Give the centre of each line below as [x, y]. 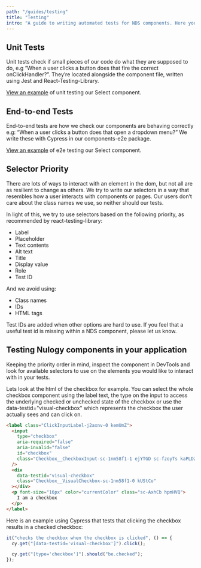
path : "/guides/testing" [37, 12]
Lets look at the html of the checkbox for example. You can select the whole [100, 388]
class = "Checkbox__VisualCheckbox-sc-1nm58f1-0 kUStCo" [87, 481]
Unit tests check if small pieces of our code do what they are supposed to [97, 62]
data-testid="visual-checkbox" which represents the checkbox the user [95, 408]
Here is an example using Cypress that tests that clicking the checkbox [94, 521]
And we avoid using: [31, 288]
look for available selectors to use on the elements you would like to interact [100, 370]
